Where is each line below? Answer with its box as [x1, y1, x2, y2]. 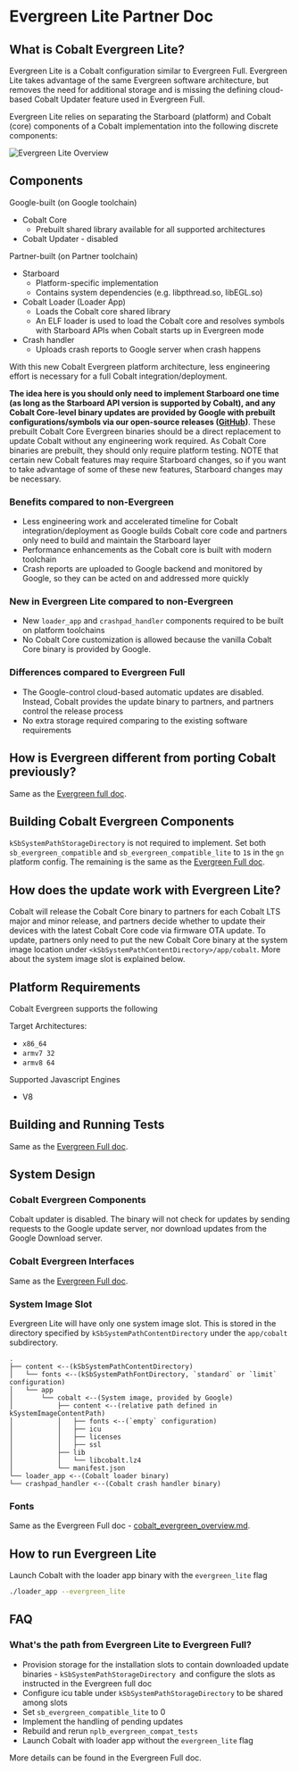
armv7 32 [21, 1049, 55, 1057]
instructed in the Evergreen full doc [21, 1677, 153, 1689]
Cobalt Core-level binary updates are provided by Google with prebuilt [9, 406, 276, 417]
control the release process [21, 706, 123, 716]
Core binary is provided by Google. [21, 644, 152, 655]
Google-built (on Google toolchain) [9, 196, 137, 207]
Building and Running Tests [9, 1117, 165, 1133]
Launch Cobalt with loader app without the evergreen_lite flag [21, 1734, 254, 1745]
